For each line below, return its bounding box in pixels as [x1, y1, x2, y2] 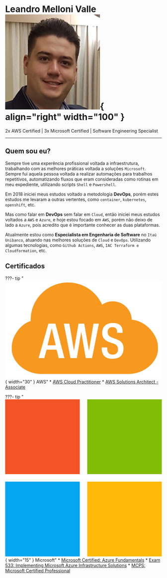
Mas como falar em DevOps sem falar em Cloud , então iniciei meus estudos [5, 211, 160, 217]
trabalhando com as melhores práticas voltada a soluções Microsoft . [5, 166, 146, 172]
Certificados [5, 262, 45, 270]
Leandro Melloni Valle [5, 3, 96, 15]
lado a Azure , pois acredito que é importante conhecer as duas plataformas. [5, 222, 160, 228]
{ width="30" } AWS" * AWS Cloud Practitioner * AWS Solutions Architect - [5, 379, 159, 385]
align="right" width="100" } [5, 111, 125, 123]
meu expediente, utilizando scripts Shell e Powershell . [5, 181, 117, 188]
